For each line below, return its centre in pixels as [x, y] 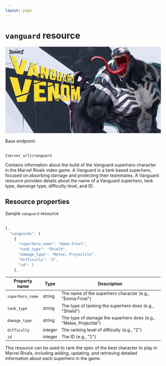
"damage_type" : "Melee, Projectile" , [57, 255]
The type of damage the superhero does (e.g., [108, 317]
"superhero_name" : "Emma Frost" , [53, 244]
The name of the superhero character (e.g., [105, 293]
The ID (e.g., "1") [79, 337]
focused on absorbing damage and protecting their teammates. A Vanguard [82, 175]
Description [110, 284]
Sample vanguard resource [32, 213]
